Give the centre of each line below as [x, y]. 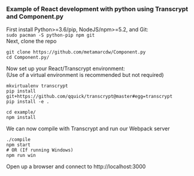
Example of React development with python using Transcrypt [97, 9]
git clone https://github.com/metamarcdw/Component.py [76, 52]
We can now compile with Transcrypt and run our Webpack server [88, 129]
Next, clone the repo [31, 41]
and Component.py [35, 16]
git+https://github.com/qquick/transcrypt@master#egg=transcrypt [89, 97]
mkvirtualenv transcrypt [37, 86]
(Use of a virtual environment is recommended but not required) [85, 75]
